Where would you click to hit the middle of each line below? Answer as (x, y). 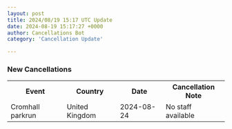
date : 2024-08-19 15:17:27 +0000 (55, 26)
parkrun (23, 116)
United (77, 107)
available (180, 116)
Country (90, 92)
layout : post (26, 13)
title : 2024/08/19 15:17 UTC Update (60, 20)
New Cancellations (40, 70)
